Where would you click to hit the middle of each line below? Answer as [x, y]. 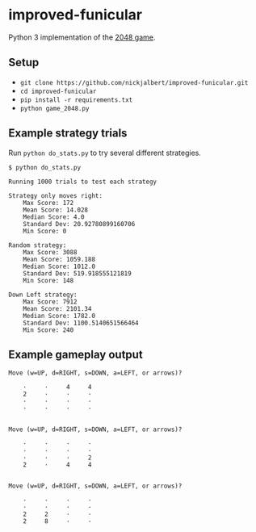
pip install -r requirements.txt [76, 100]
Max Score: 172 [48, 203]
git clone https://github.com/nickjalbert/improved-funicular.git [134, 82]
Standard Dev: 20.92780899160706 [79, 224]
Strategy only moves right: [56, 195]
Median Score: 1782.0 [59, 316]
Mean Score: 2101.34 [57, 308]
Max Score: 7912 [50, 302]
